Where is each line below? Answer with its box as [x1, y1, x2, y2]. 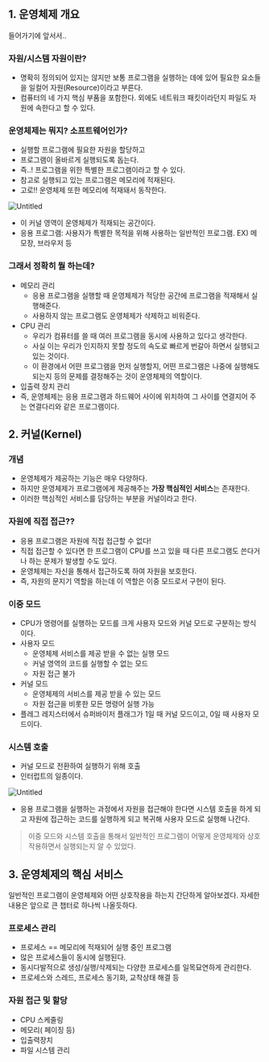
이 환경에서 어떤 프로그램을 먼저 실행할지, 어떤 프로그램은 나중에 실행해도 [31, 361, 260, 371]
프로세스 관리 [8, 923, 56, 934]
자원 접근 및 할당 [8, 995, 68, 1006]
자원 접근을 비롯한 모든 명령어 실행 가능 [31, 699, 155, 708]
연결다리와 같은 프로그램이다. [28, 401, 119, 411]
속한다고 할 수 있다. [35, 103, 96, 113]
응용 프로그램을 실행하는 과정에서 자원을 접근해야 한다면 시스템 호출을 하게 [19, 804, 253, 814]
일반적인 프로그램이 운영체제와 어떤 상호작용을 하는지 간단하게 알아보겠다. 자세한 [8, 891, 260, 900]
